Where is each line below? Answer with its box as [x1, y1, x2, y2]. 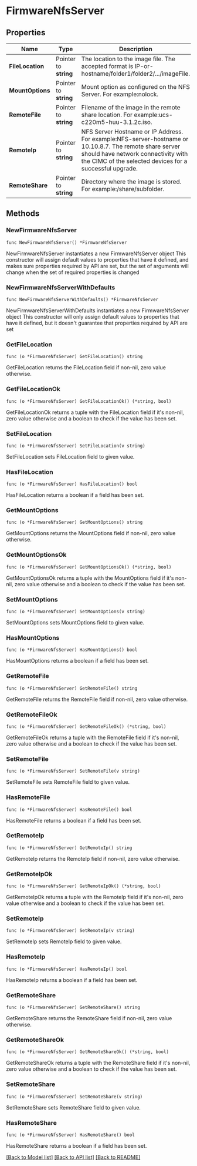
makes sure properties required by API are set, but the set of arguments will [6, 262, 189, 269]
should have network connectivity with [81, 150, 188, 158]
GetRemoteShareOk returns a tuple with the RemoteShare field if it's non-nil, [6, 1060, 191, 1067]
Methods [6, 209, 40, 219]
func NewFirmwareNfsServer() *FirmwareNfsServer [6, 239, 127, 245]
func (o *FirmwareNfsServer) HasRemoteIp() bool [6, 966, 127, 972]
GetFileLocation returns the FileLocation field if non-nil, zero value [6, 364, 166, 371]
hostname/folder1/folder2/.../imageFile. [81, 69, 191, 78]
